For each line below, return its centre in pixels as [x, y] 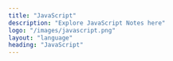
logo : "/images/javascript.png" [62, 30]
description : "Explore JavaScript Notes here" [87, 23]
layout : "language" [41, 38]
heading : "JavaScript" [46, 45]
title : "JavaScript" [43, 15]
